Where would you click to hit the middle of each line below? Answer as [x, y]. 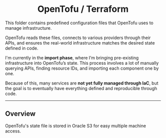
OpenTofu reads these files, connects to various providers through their [78, 38]
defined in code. [22, 48]
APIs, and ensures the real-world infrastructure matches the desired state [80, 43]
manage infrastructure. [28, 28]
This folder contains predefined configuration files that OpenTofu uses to [79, 23]
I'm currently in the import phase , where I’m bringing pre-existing [72, 57]
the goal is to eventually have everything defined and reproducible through [81, 88]
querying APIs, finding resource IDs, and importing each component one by [82, 68]
